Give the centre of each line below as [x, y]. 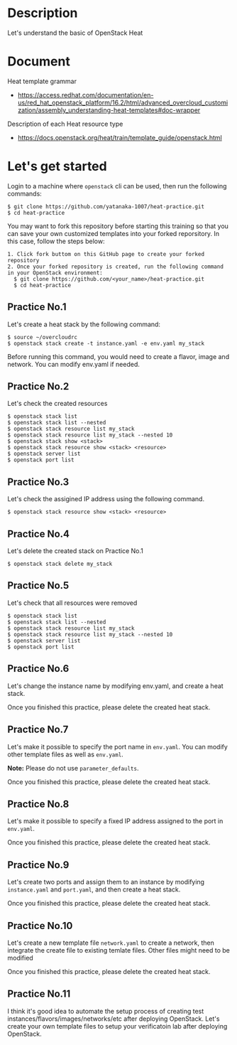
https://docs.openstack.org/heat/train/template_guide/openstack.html [120, 137]
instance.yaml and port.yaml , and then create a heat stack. [94, 889]
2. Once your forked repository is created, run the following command [115, 267]
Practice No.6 [38, 669]
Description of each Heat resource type [65, 124]
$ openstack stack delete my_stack [60, 564]
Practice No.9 [38, 865]
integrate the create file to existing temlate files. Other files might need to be [119, 950]
